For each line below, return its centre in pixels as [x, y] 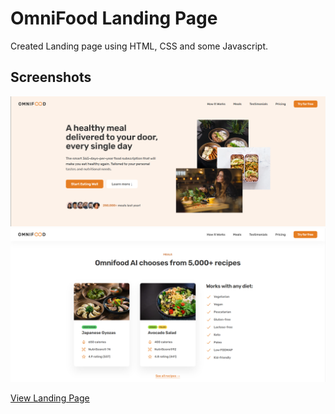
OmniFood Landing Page [114, 18]
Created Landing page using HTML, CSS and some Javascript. [139, 46]
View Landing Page [50, 398]
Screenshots [51, 77]
